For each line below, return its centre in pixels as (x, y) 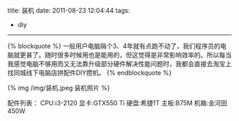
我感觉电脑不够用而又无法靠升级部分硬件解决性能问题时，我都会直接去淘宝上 (119, 64)
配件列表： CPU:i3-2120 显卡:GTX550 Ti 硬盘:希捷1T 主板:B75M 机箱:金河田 (117, 103)
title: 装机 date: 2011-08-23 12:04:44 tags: (69, 10)
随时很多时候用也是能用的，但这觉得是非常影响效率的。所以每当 (138, 55)
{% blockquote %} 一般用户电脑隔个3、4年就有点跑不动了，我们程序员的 (114, 46)
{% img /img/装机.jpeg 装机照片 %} (59, 88)
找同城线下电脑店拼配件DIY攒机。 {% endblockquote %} (90, 73)
